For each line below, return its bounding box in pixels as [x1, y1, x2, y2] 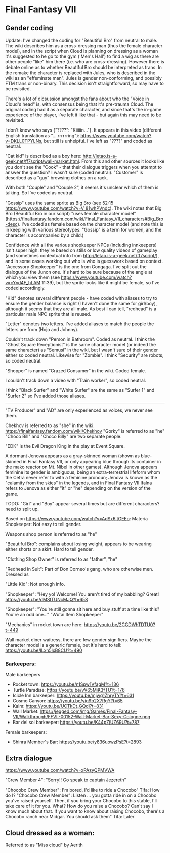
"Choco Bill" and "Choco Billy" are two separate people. [5, 433, 122, 439]
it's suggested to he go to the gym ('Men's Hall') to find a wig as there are [5, 53, 159, 59]
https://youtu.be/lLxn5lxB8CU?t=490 [5, 647, 82, 653]
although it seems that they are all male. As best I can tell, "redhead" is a [5, 306, 157, 312]
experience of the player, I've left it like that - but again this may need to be [5, 112, 162, 118]
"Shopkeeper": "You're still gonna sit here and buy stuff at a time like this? [5, 606, 160, 612]
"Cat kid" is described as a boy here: [5, 153, 82, 159]
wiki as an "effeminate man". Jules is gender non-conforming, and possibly [5, 75, 162, 81]
